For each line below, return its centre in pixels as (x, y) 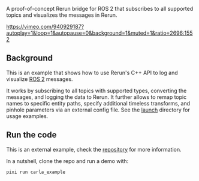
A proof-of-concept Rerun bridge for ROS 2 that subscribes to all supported (100, 9)
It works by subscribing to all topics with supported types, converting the (97, 90)
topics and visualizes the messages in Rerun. (62, 15)
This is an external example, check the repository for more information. (94, 149)
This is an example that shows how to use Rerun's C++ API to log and (92, 73)
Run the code (31, 135)
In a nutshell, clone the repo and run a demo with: (67, 161)
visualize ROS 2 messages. (40, 79)
